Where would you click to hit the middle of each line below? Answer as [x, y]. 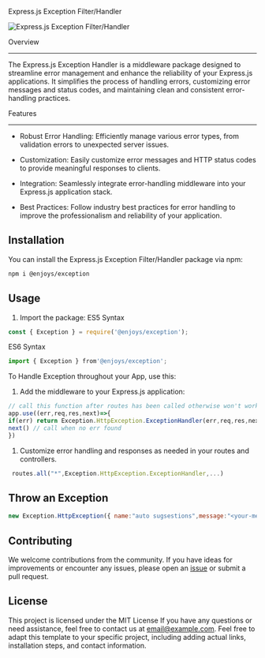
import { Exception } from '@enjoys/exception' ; [88, 361]
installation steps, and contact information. [78, 645]
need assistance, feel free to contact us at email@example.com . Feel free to [132, 628]
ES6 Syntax [27, 347]
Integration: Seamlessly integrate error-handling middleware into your [132, 183]
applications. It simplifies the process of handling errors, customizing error [129, 81]
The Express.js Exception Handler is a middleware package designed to [125, 65]
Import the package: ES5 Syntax [72, 317]
